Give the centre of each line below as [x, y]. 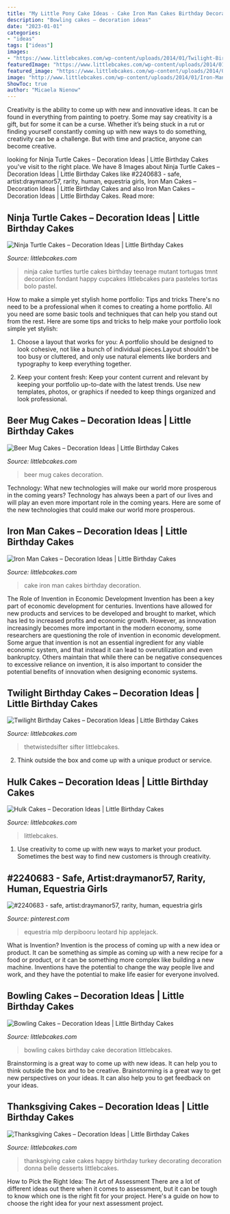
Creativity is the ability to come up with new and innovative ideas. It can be [113, 110]
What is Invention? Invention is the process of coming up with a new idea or [114, 945]
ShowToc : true [27, 84]
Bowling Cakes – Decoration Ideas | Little [96, 996]
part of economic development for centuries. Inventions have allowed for [110, 606]
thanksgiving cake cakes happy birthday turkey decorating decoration [123, 1160]
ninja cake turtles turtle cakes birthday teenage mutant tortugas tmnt [120, 271]
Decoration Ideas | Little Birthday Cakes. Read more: [81, 196]
